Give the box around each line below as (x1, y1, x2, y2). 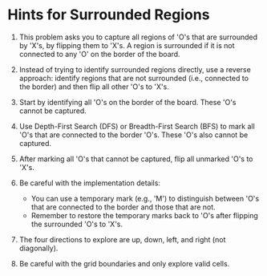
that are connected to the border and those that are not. (30, 202, 216, 212)
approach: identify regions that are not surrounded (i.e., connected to (18, 73, 249, 83)
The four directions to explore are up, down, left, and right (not (18, 234, 226, 244)
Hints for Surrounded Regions (7, 6, 210, 24)
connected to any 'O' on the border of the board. (18, 49, 181, 59)
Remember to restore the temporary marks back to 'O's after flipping (30, 210, 258, 220)
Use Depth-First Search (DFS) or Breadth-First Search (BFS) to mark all (18, 121, 256, 131)
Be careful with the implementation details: (18, 178, 161, 188)
